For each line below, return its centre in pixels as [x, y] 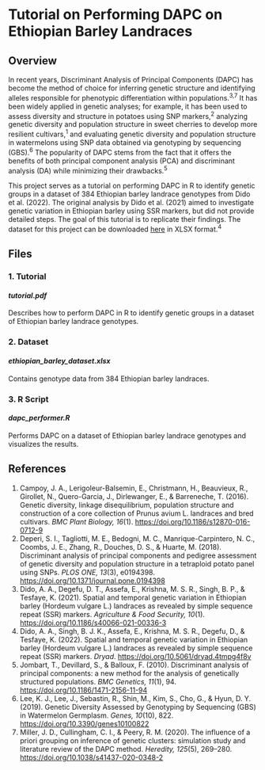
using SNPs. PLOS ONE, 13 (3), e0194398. [87, 572]
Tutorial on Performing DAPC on [115, 15]
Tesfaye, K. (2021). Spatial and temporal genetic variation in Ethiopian [133, 597]
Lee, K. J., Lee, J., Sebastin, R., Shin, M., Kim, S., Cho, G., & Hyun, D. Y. [135, 698]
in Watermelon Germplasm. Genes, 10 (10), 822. [97, 715]
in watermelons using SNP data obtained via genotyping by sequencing [125, 142]
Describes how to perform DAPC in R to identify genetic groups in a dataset [131, 313]
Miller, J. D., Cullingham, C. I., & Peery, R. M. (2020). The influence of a [135, 732]
